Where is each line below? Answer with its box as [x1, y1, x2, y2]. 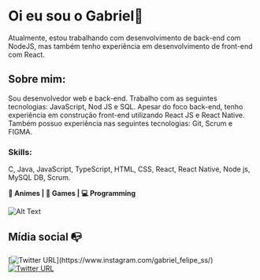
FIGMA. [8, 127, 33, 136]
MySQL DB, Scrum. [8, 173, 71, 182]
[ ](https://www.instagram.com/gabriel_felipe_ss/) [8, 255, 214, 264]
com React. [8, 50, 46, 59]
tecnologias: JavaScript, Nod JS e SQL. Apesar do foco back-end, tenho [8, 101, 243, 111]
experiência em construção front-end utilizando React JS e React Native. [8, 110, 246, 120]
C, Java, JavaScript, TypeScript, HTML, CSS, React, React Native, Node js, [8, 164, 251, 174]
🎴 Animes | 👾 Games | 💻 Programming [8, 189, 136, 198]
